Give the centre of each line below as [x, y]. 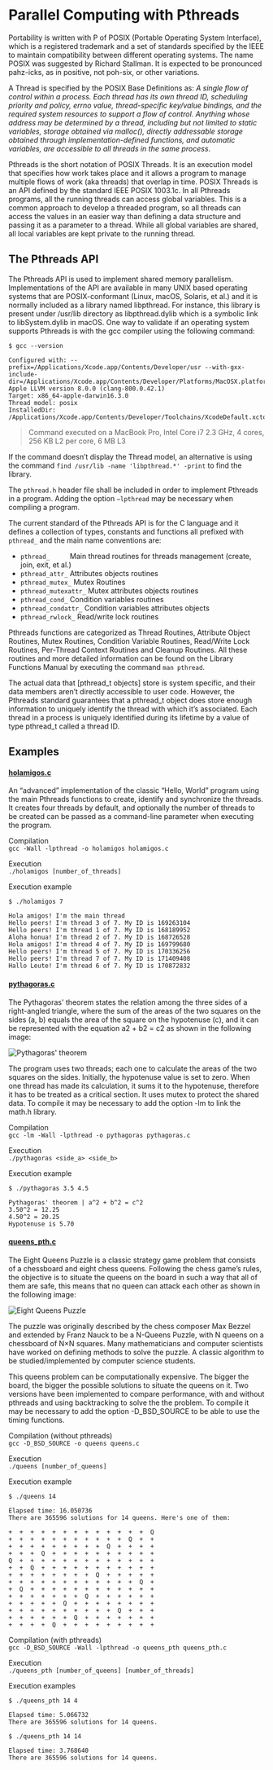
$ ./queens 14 [32, 1496]
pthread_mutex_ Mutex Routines [73, 582]
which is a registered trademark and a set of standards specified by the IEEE [136, 46]
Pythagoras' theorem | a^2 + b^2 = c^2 [76, 1202]
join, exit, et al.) [45, 565]
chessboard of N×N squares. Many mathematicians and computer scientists [136, 1343]
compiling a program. [44, 507]
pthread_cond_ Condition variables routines [92, 599]
